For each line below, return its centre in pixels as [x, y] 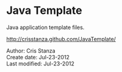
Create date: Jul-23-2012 [38, 57]
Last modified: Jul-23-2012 [40, 64]
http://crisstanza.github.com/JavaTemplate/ [61, 39]
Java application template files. [45, 27]
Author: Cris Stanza [31, 51]
